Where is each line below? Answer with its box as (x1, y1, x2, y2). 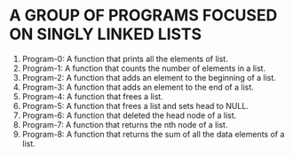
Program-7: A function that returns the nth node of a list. (21, 119, 228, 129)
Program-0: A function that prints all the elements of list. (21, 53, 228, 64)
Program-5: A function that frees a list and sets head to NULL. (21, 100, 249, 111)
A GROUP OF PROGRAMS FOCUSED (9, 5, 278, 26)
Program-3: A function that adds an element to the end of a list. (21, 82, 255, 92)
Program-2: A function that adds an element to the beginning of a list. (21, 72, 277, 82)
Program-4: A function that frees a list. (21, 90, 164, 102)
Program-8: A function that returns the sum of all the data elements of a (21, 129, 285, 139)
